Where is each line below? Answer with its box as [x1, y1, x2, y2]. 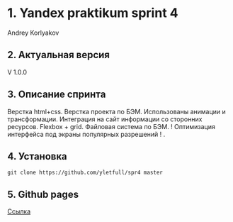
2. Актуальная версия [7, 49, 110, 61]
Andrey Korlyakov [7, 28, 59, 37]
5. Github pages [7, 188, 79, 200]
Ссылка [7, 207, 31, 216]
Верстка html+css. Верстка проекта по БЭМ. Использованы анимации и [7, 107, 227, 116]
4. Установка [7, 150, 67, 162]
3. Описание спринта [7, 89, 106, 101]
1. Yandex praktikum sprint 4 [7, 5, 178, 21]
